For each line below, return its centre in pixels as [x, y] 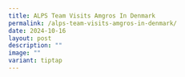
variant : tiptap [35, 61]
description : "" [35, 46]
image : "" [25, 53]
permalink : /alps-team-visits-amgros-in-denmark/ [93, 23]
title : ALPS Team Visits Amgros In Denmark [82, 16]
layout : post [30, 38]
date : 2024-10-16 [37, 30]
